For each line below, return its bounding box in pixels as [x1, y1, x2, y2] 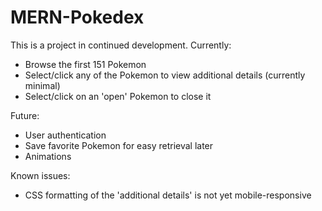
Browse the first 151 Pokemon [24, 58, 147, 70]
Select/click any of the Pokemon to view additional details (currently [24, 69, 306, 81]
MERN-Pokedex [10, 6, 145, 29]
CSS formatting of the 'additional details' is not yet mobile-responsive [24, 189, 312, 201]
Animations [24, 150, 72, 162]
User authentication [24, 129, 107, 141]
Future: [10, 109, 40, 121]
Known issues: [10, 169, 71, 181]
